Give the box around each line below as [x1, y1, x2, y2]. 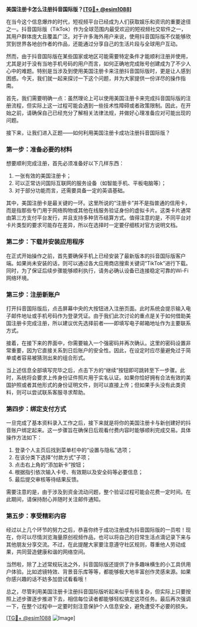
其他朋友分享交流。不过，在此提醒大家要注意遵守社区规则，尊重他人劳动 [6, 541, 181, 548]
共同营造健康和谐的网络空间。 [16, 548, 89, 555]
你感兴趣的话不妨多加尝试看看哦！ [6, 576, 89, 583]
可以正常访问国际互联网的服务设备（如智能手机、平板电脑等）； [14, 179, 167, 187]
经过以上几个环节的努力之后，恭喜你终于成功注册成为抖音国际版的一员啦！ [6, 526, 186, 533]
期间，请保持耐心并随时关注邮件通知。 [11, 496, 104, 503]
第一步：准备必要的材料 [6, 145, 72, 154]
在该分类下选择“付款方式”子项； [14, 454, 92, 461]
